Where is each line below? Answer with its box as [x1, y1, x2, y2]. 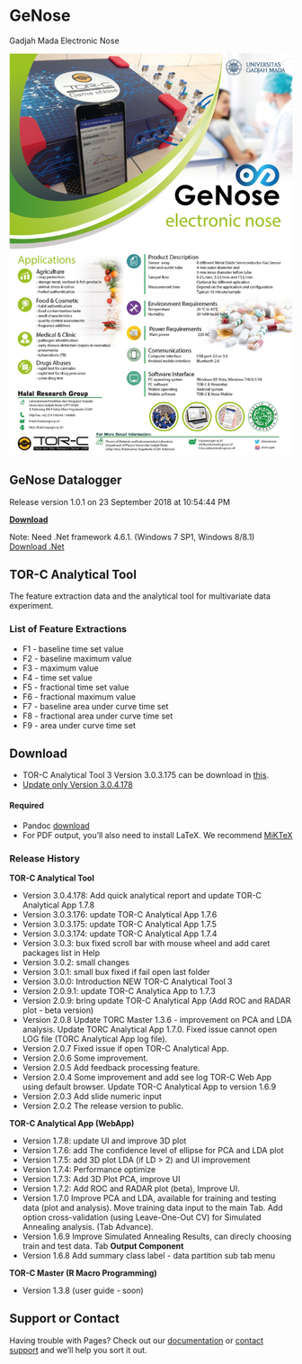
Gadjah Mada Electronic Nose [9, 35, 120, 46]
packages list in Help [22, 947, 101, 958]
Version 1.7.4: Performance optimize [22, 1163, 156, 1175]
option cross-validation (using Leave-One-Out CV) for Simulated [22, 1212, 262, 1223]
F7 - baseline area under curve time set [22, 700, 169, 711]
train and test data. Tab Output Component [22, 1240, 184, 1251]
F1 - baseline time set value [22, 643, 124, 654]
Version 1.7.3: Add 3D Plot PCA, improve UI [22, 1173, 181, 1184]
